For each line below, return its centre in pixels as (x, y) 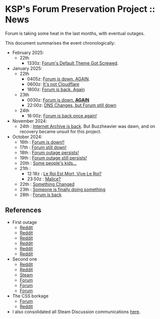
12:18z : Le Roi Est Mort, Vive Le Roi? (64, 173)
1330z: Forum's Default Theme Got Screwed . (73, 63)
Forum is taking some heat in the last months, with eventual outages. (75, 33)
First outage (24, 222)
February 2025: (28, 53)
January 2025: (27, 68)
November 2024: (30, 121)
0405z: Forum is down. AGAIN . (59, 79)
